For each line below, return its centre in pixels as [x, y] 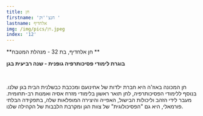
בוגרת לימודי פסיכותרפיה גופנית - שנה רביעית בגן [66, 64]
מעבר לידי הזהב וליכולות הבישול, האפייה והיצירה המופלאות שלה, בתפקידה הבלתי [99, 100]
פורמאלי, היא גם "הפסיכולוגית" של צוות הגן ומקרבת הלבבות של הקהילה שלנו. [95, 106]
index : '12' [21, 35]
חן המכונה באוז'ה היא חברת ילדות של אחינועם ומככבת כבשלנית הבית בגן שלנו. [97, 87]
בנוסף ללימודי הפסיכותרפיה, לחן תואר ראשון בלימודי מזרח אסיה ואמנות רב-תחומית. [101, 94]
